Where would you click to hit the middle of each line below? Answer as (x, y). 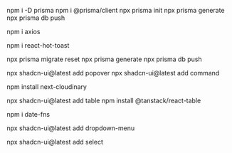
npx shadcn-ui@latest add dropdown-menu (71, 128)
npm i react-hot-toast (38, 45)
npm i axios (23, 32)
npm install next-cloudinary (47, 87)
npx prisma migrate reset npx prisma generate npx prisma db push (104, 59)
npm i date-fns (28, 114)
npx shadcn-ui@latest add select (55, 142)
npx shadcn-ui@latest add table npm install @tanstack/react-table (104, 100)
